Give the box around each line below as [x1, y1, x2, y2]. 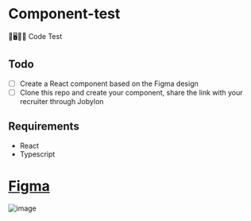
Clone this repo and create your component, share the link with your [19, 87, 244, 97]
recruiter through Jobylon [19, 96, 104, 106]
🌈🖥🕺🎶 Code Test [8, 31, 62, 41]
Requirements [8, 120, 79, 134]
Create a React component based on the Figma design [19, 79, 199, 88]
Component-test [8, 5, 121, 23]
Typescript [19, 149, 56, 159]
